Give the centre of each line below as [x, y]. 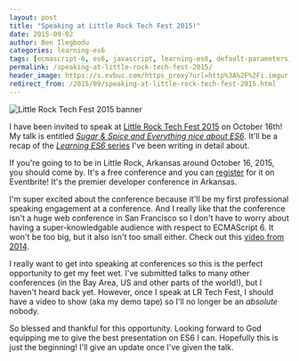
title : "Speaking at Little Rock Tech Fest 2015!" [105, 26]
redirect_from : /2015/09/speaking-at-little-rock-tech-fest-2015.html [143, 84]
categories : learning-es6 [57, 51]
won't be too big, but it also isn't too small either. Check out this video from [147, 236]
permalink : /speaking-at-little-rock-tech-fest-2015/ [111, 68]
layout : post [33, 17]
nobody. [24, 311]
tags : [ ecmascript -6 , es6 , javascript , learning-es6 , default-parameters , [151, 59]
